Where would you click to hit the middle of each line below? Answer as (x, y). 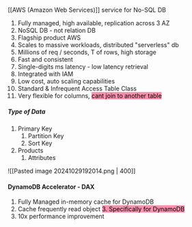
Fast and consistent (45, 59)
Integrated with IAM (45, 74)
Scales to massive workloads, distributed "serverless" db (98, 45)
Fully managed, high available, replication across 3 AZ (94, 23)
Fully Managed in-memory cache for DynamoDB (86, 202)
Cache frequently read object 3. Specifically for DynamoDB (101, 209)
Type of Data (27, 111)
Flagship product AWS (49, 38)
